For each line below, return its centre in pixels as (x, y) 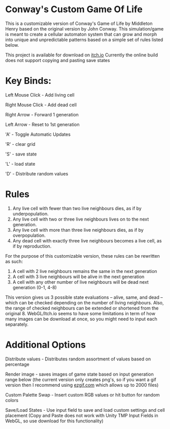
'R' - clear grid (20, 144)
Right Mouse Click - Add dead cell (41, 105)
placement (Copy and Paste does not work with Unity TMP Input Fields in (82, 415)
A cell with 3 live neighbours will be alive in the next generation (78, 277)
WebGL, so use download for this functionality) (55, 421)
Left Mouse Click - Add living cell (40, 95)
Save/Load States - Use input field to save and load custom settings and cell (85, 410)
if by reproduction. (32, 246)
